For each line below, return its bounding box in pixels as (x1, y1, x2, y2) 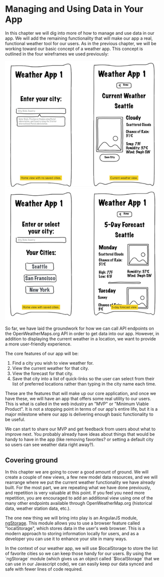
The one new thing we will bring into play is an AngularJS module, (5, 515, 138, 521)
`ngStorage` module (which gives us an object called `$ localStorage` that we (5, 556, 160, 562)
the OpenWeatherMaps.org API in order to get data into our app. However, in (5, 331, 160, 337)
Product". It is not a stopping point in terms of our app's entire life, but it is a (5, 406, 158, 412)
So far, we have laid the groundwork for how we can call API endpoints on (5, 325, 154, 332)
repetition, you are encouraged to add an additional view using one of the (5, 495, 153, 501)
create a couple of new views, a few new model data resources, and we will (5, 474, 158, 480)
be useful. (5, 417, 25, 422)
